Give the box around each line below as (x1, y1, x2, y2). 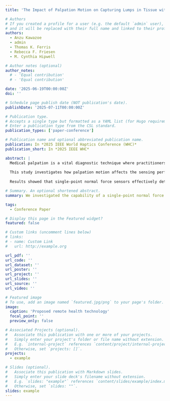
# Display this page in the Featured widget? (5, 216, 103, 221)
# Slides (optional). (5, 365, 51, 370)
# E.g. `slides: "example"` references (5, 379, 94, 384)
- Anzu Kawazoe (10, 35, 42, 40)
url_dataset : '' (5, 262, 39, 268)
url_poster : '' (5, 267, 37, 272)
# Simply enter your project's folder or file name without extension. (5, 337, 164, 342)
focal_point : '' (10, 314, 44, 319)
